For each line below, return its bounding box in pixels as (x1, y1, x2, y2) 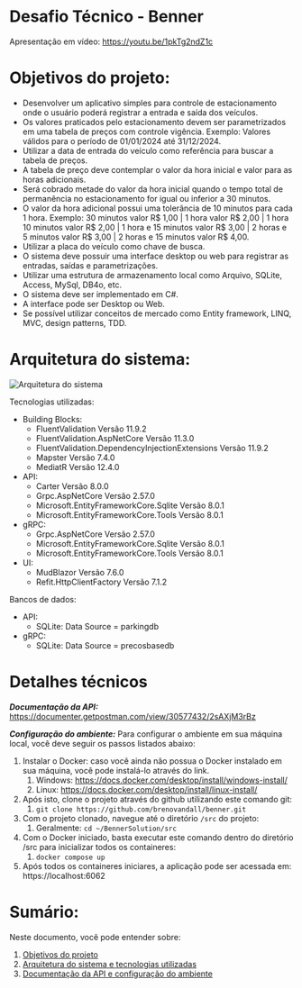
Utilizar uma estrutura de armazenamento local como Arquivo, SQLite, (22, 269, 282, 280)
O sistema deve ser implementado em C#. (22, 288, 178, 299)
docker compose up (35, 853, 105, 862)
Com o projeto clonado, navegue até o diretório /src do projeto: (22, 812, 260, 823)
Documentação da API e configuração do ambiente (22, 968, 214, 979)
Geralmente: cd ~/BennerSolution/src (35, 822, 178, 833)
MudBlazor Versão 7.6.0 (35, 567, 124, 577)
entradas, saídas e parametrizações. (22, 259, 159, 271)
